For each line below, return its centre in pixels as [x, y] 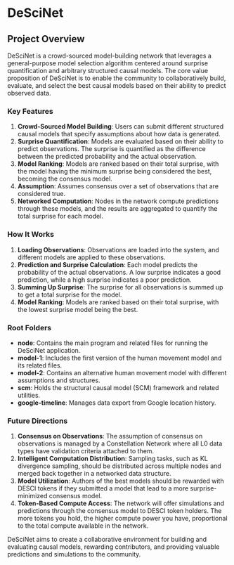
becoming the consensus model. [65, 179]
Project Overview [46, 39]
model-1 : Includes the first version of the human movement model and [119, 358]
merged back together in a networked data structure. [94, 474]
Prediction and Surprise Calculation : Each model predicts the [108, 264]
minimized [32, 496]
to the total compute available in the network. [83, 526]
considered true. [41, 194]
